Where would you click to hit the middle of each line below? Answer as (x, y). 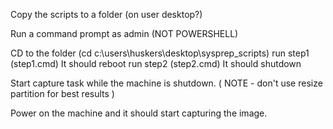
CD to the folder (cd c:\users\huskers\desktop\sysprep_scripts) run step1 (160, 53)
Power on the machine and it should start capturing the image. (139, 113)
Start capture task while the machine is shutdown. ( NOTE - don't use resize (166, 83)
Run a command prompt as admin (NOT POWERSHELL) (124, 33)
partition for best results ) (62, 93)
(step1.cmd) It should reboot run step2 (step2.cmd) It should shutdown (156, 63)
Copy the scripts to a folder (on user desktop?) (106, 14)
